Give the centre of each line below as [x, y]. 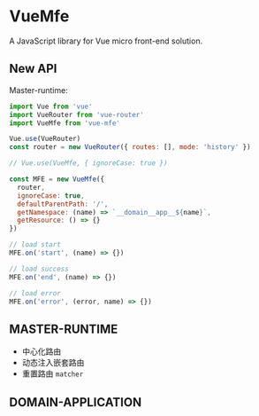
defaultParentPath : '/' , [63, 204]
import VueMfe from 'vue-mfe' [65, 123]
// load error [35, 293]
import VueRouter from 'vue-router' [76, 114]
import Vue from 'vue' [51, 106]
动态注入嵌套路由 [53, 363]
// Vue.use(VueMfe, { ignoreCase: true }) [88, 163]
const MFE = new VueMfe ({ [57, 179]
